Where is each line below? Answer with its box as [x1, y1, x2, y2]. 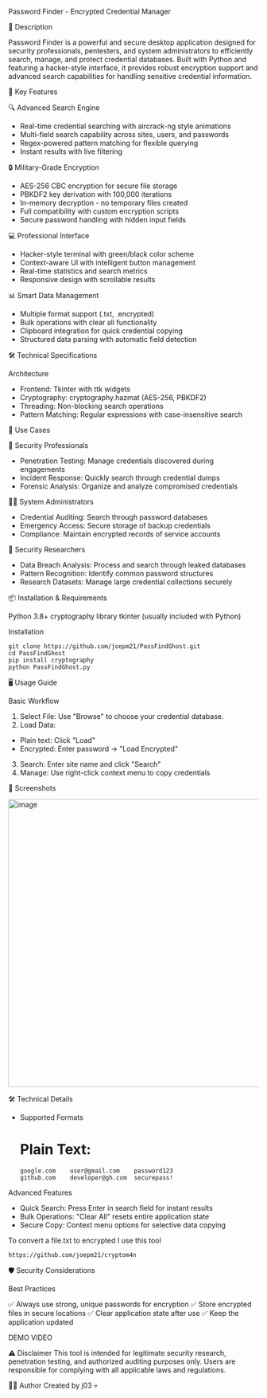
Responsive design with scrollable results [19, 275, 156, 284]
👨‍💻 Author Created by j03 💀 [8, 1380, 98, 1390]
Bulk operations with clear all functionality [19, 318, 157, 327]
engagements [19, 465, 65, 473]
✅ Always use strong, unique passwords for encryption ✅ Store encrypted [8, 1299, 252, 1309]
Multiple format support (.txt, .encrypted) [19, 309, 155, 318]
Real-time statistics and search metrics [19, 266, 149, 276]
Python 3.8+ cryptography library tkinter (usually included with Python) [8, 611, 242, 621]
